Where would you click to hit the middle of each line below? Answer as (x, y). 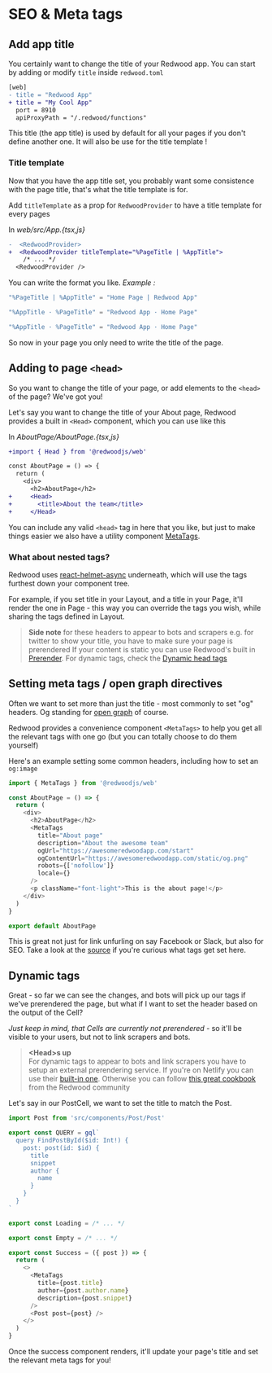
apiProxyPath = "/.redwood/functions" (82, 118)
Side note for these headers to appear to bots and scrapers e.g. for (141, 632)
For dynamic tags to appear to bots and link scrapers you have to (137, 1062)
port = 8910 (36, 110)
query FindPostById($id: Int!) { (72, 1141)
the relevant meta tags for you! (60, 1360)
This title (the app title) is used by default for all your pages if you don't (127, 133)
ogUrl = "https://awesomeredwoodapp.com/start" (116, 851)
